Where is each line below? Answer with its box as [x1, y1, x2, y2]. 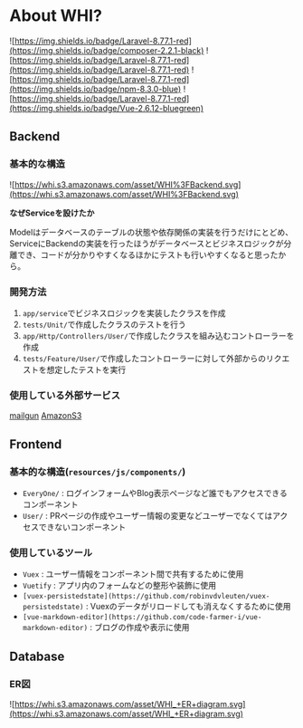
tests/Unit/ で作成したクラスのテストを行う [22, 319, 187, 330]
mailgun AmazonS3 [9, 410, 82, 421]
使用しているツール [9, 546, 93, 559]
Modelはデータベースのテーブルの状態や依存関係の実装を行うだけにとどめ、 [9, 226, 294, 237]
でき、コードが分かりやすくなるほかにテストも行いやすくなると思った [16, 249, 279, 260]
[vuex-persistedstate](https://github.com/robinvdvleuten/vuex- [22, 592, 270, 601]
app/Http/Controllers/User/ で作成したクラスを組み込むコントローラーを [22, 330, 295, 340]
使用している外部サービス [9, 388, 120, 401]
